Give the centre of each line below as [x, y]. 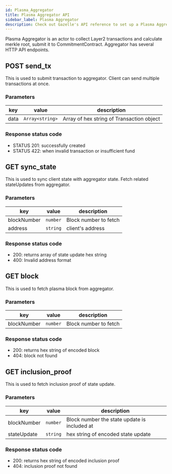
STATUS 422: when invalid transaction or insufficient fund [74, 151]
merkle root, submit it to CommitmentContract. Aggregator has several [80, 45]
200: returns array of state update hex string [60, 255]
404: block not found [35, 356]
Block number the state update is [106, 419]
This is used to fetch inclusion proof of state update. [60, 384]
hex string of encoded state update [109, 434]
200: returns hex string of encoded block [56, 350]
